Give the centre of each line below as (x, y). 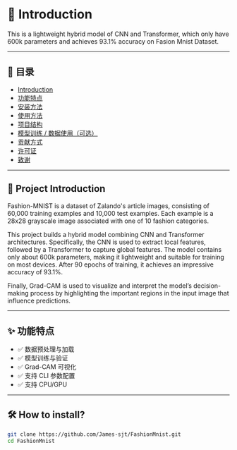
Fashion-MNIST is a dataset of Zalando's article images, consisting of (108, 206)
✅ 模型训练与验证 (43, 358)
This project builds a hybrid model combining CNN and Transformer (106, 234)
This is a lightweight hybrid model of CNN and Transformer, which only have (118, 34)
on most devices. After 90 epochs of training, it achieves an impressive (110, 264)
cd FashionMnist (31, 441)
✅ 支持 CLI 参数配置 (46, 376)
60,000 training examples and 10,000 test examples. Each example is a (110, 213)
